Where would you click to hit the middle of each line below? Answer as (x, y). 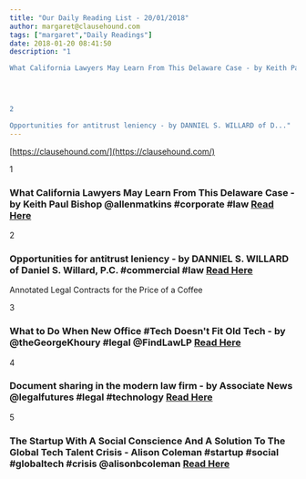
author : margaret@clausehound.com (75, 26)
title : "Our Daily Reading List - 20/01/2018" (99, 18)
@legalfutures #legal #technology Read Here (111, 397)
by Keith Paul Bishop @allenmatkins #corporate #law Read (142, 204)
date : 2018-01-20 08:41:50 (61, 43)
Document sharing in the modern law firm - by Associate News (151, 386)
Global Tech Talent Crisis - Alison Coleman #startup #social (144, 452)
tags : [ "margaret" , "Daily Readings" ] (81, 35)
